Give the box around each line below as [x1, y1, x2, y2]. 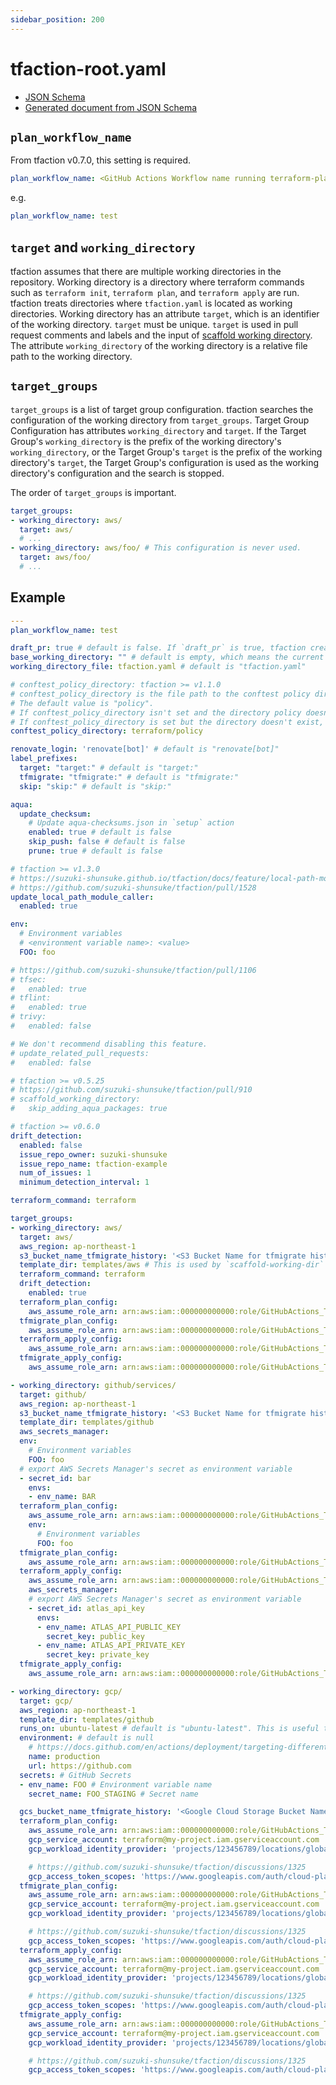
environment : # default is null [19, 1733, 155, 1743]
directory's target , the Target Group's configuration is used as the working [10, 456, 320, 468]
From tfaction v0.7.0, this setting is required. [10, 154, 192, 166]
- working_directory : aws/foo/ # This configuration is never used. [10, 543, 302, 553]
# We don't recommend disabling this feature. [10, 1039, 208, 1049]
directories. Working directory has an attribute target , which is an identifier [10, 307, 320, 320]
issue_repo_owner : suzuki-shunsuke [19, 1149, 168, 1160]
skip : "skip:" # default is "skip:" [19, 781, 172, 791]
